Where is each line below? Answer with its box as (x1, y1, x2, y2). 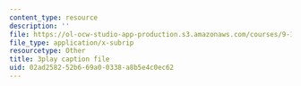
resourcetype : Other (9, 47, 87, 56)
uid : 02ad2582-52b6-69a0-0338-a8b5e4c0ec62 (9, 64, 175, 73)
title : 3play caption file (9, 55, 110, 64)
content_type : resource (9, 13, 99, 22)
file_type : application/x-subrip (9, 38, 134, 47)
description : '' (9, 21, 70, 30)
